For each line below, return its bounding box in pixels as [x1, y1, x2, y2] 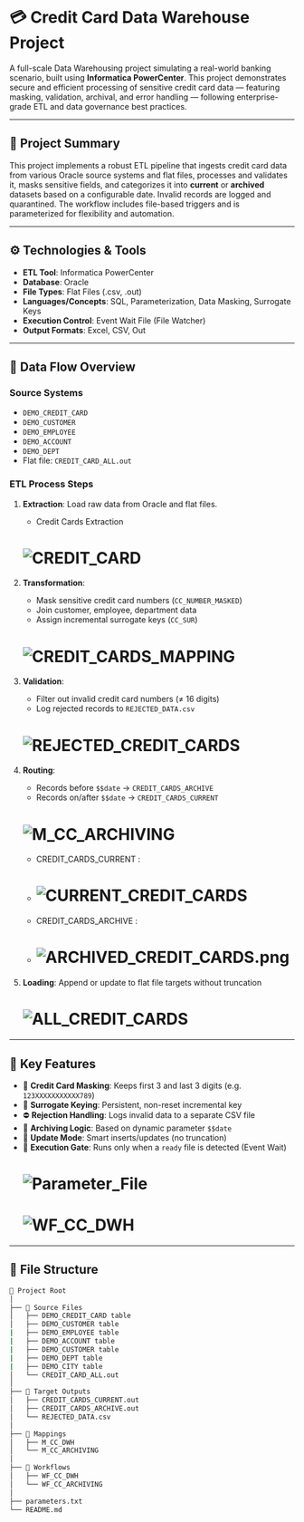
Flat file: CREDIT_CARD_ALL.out [22, 455, 132, 467]
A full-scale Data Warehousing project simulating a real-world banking [9, 63, 271, 73]
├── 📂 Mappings [9, 1429, 67, 1439]
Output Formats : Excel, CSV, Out [22, 324, 147, 335]
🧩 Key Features [9, 1056, 97, 1072]
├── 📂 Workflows [9, 1463, 71, 1472]
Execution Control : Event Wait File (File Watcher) [22, 314, 206, 326]
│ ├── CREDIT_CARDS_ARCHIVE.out [9, 1404, 140, 1413]
